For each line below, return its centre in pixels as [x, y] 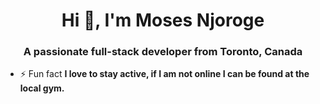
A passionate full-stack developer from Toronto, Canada [163, 52]
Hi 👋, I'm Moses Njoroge [163, 20]
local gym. [42, 88]
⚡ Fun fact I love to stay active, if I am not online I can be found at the [164, 74]
